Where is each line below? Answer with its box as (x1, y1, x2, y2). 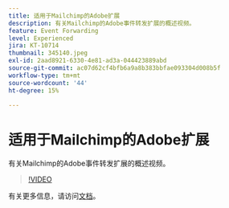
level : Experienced (8, 34, 74, 43)
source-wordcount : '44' (8, 79, 88, 87)
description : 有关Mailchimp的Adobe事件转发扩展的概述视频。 (8, 19, 195, 27)
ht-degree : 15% (8, 86, 59, 95)
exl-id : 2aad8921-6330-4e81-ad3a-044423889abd (8, 57, 167, 65)
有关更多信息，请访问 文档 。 (8, 191, 100, 201)
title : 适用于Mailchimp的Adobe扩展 (8, 11, 121, 20)
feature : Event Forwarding (8, 27, 99, 35)
